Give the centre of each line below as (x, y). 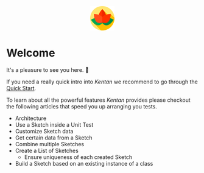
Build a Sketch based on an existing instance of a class (84, 163)
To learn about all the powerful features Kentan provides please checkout (98, 100)
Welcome (31, 53)
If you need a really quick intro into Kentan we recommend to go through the (102, 82)
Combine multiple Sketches (49, 144)
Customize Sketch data (44, 131)
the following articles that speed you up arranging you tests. (82, 106)
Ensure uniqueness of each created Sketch (78, 157)
